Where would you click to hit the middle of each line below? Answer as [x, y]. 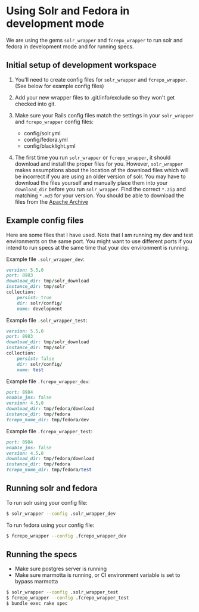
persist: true [34, 297]
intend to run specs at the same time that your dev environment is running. [98, 247]
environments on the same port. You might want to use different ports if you [99, 241]
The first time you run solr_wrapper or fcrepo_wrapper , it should [93, 157]
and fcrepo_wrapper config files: [54, 122]
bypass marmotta [36, 582]
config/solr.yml [42, 133]
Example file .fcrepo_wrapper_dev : [48, 381]
